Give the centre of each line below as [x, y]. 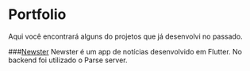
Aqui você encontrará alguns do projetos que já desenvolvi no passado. [126, 36]
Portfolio [37, 15]
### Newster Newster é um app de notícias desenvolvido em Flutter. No [125, 51]
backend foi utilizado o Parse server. [68, 60]
